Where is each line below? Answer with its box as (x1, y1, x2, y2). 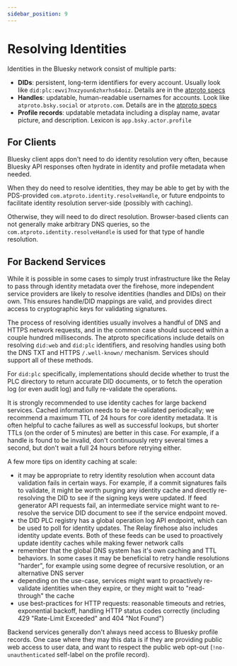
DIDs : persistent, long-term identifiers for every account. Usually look (17, 78, 221, 86)
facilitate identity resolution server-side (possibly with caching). (7, 199, 193, 208)
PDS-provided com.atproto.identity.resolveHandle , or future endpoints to (7, 191, 225, 200)
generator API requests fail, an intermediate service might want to (17, 501, 210, 510)
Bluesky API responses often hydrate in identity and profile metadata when (7, 162, 226, 171)
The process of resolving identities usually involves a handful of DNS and (7, 318, 221, 327)
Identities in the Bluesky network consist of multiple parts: (7, 64, 177, 73)
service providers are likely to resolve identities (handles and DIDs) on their (7, 290, 226, 298)
